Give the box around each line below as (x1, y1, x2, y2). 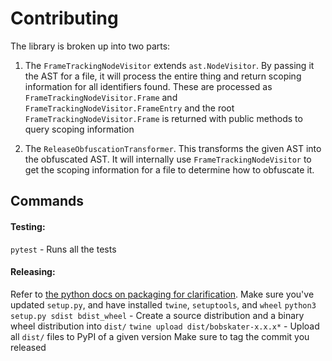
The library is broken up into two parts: (10, 40, 171, 52)
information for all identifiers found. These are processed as (24, 80, 273, 92)
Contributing (10, 7, 119, 30)
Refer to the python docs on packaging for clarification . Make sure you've (10, 288, 315, 300)
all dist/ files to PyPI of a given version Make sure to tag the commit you (10, 330, 310, 342)
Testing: (10, 220, 46, 232)
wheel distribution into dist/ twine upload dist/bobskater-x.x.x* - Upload (10, 320, 320, 332)
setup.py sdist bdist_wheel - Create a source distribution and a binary (10, 309, 305, 321)
